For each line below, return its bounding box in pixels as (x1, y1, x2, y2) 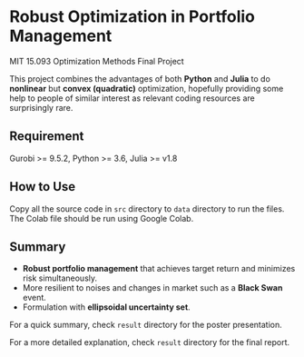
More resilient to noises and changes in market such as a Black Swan (22, 283, 283, 293)
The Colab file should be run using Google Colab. (9, 213, 194, 223)
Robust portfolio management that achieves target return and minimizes (22, 263, 296, 274)
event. (22, 293, 47, 303)
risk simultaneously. (22, 273, 98, 283)
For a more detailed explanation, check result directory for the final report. (9, 337, 290, 348)
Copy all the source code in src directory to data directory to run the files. (9, 203, 285, 214)
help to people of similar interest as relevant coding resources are (9, 93, 256, 104)
